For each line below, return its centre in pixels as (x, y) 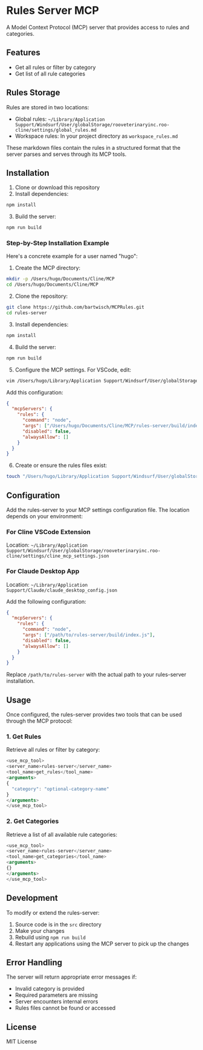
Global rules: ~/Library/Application (60, 119)
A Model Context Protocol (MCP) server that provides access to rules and (98, 27)
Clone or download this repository (57, 187)
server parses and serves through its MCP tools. (66, 154)
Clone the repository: (41, 296)
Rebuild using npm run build (50, 937)
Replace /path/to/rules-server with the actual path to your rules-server (96, 675)
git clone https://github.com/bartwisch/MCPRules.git (76, 308)
